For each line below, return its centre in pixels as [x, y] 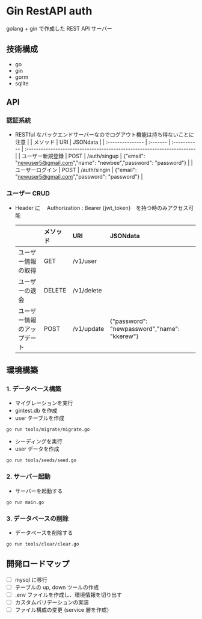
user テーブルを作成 [39, 418]
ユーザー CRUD [28, 194]
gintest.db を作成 [36, 411]
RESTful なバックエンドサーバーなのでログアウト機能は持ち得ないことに [104, 135]
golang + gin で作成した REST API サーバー [59, 28]
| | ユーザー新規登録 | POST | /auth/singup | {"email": [80, 156]
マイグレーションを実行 [44, 403]
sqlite [22, 83]
